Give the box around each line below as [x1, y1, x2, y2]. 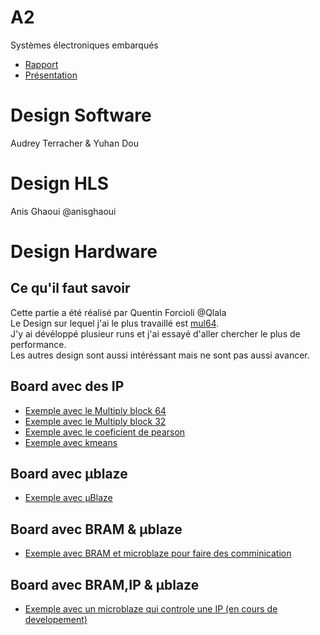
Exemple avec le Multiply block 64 [24, 404, 167, 416]
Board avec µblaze [10, 466, 128, 483]
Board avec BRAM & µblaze [10, 521, 183, 538]
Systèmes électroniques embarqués [10, 39, 159, 51]
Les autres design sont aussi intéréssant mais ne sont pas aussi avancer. [10, 349, 310, 361]
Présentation [24, 69, 78, 81]
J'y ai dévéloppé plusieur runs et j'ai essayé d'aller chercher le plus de [10, 327, 301, 340]
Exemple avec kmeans [24, 436, 118, 448]
